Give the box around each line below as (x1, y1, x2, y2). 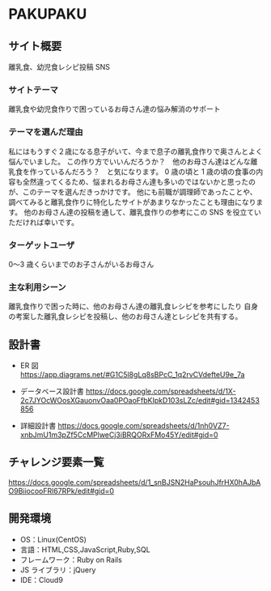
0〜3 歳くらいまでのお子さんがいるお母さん (8, 259, 155, 269)
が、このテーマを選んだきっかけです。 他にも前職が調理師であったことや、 (8, 187, 257, 197)
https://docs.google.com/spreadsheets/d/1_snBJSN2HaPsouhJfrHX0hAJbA (8, 477, 261, 487)
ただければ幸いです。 (8, 217, 79, 227)
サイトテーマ (8, 84, 59, 96)
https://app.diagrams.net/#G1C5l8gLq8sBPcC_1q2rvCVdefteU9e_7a (19, 370, 245, 379)
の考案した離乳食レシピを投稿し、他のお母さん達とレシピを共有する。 (8, 312, 243, 321)
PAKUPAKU (8, 5, 87, 23)
